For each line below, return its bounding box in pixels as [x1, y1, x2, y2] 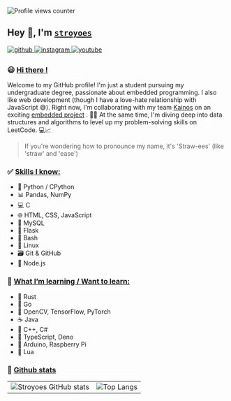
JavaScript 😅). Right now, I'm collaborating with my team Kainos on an [7, 103, 211, 112]
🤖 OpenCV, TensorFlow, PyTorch [17, 307, 111, 316]
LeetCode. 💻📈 [7, 126, 52, 134]
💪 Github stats [7, 365, 57, 374]
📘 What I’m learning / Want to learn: [7, 277, 131, 286]
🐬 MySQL [17, 219, 45, 227]
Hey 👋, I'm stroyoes [7, 27, 92, 38]
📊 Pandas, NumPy [17, 191, 72, 199]
